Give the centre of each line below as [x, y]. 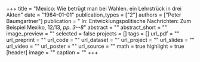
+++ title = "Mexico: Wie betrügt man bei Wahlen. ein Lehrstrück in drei [94, 9]
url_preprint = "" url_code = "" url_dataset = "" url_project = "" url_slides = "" [100, 40]
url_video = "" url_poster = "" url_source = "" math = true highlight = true [95, 46]
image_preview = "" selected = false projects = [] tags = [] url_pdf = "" [93, 34]
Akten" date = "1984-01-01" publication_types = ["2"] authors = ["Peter [94, 15]
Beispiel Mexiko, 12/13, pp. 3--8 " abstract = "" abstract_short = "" [87, 27]
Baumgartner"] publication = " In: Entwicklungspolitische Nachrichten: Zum [99, 21]
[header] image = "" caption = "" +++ [52, 52]
